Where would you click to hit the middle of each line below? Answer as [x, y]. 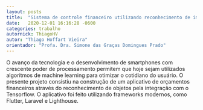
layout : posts [24, 12]
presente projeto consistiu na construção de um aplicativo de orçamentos [98, 81]
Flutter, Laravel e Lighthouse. [42, 100]
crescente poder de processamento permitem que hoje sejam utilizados [96, 69]
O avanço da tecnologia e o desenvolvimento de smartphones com [90, 62]
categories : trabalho [34, 29]
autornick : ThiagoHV [32, 34]
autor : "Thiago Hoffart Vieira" [47, 40]
